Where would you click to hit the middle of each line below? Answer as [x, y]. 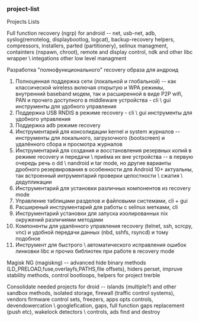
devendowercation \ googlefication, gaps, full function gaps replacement [96, 306]
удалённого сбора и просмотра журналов [69, 145]
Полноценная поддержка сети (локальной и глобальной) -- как [96, 81]
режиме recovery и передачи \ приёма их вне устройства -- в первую [104, 157]
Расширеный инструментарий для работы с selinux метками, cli [97, 207]
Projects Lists [23, 22]
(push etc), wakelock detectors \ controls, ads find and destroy [84, 312]
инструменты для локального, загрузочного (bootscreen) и [90, 138]
